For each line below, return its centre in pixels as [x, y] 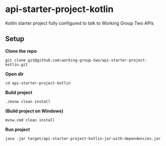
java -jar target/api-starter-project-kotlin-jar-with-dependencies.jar [83, 138]
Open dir [15, 74]
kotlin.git [17, 64]
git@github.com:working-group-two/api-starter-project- [87, 60]
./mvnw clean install [28, 101]
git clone [16, 60]
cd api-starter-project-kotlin [38, 83]
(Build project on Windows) [34, 111]
